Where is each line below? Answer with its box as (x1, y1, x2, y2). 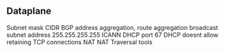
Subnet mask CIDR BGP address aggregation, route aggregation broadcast (6, 23, 218, 31)
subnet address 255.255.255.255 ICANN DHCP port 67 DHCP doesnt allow (6, 31, 219, 39)
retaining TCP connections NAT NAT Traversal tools (6, 37, 153, 46)
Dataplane (6, 5, 52, 17)
